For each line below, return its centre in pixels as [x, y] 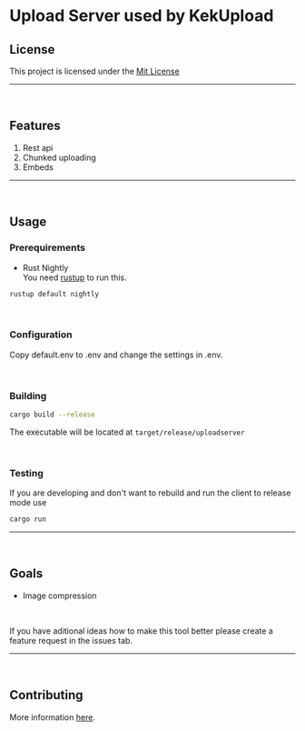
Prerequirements [48, 248]
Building [28, 396]
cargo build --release [52, 415]
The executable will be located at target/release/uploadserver [127, 432]
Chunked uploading [59, 157]
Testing [26, 473]
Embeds [38, 167]
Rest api [38, 147]
